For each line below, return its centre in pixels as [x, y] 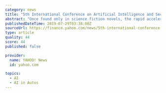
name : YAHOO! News [29, 60]
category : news [21, 10]
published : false [23, 46]
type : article [20, 33]
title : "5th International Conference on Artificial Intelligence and [79, 14]
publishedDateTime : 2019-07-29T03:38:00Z [48, 23]
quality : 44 [17, 38]
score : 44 [15, 42]
